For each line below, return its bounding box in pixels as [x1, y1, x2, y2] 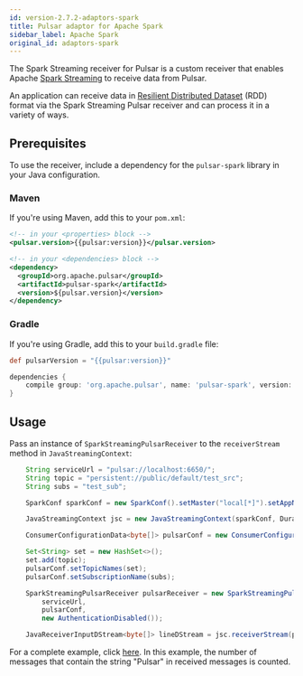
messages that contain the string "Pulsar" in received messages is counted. [9, 656, 291, 667]
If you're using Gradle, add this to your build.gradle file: [9, 338, 219, 349]
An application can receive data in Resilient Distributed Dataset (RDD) [9, 90, 268, 101]
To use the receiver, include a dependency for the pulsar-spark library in [9, 160, 280, 171]
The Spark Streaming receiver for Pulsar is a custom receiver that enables [9, 63, 284, 74]
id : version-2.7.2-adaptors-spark [9, 13, 140, 23]
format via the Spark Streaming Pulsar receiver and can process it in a [9, 100, 271, 111]
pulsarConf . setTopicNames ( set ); [25, 564, 147, 573]
